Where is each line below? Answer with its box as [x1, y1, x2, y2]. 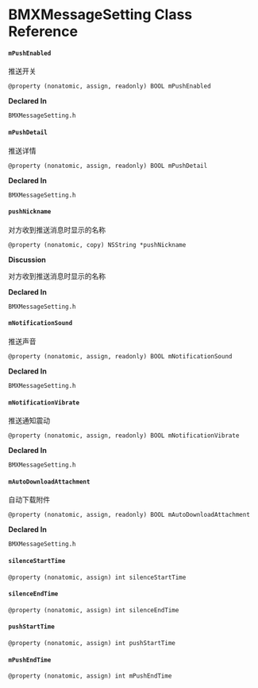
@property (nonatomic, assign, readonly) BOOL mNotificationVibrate [8, 432, 240, 440]
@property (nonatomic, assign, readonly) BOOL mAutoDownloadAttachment [8, 511, 250, 519]
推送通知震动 [8, 416, 50, 425]
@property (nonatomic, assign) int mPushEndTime [8, 672, 172, 680]
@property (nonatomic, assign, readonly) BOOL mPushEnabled [8, 82, 212, 91]
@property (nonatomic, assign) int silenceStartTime [8, 573, 187, 581]
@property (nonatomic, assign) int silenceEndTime [8, 606, 179, 614]
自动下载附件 [8, 495, 50, 505]
